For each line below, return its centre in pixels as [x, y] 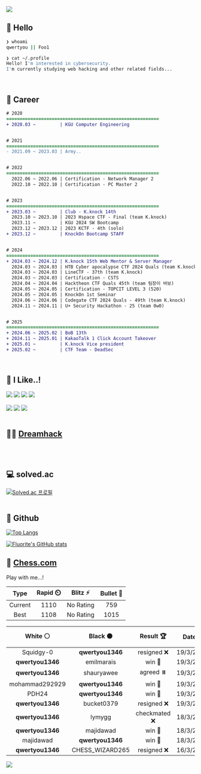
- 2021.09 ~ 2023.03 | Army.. [44, 152]
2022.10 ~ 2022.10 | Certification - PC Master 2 [74, 184]
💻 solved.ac [30, 474]
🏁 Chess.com [31, 563]
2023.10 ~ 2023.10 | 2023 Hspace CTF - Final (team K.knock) [89, 217]
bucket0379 [101, 703]
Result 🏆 [153, 636]
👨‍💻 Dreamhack [34, 434]
